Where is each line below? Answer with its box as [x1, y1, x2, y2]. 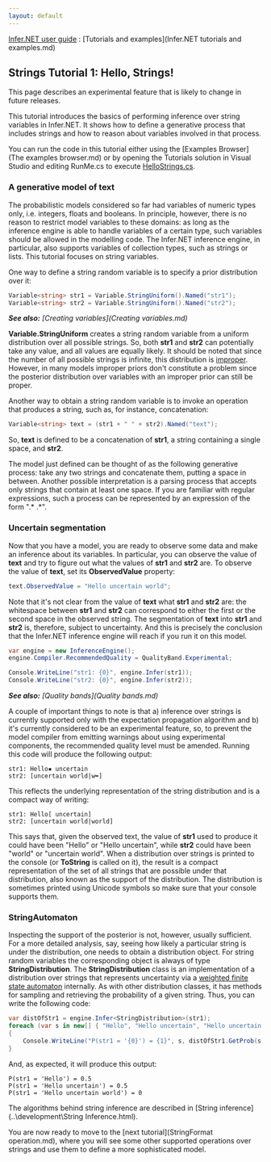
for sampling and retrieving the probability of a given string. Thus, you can [8, 990, 256, 1000]
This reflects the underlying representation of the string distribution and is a [8, 787, 261, 796]
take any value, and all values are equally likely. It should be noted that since [8, 346, 262, 356]
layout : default [8, 11, 63, 20]
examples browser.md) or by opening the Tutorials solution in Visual [25, 153, 252, 162]
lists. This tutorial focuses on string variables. [8, 251, 160, 261]
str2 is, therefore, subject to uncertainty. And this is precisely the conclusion [8, 623, 263, 632]
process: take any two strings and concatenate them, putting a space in [8, 468, 247, 477]
